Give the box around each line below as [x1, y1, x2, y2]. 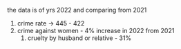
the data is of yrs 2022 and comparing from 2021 [7, 6, 147, 14]
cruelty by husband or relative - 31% [27, 34, 132, 42]
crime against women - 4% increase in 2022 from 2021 [17, 27, 175, 35]
